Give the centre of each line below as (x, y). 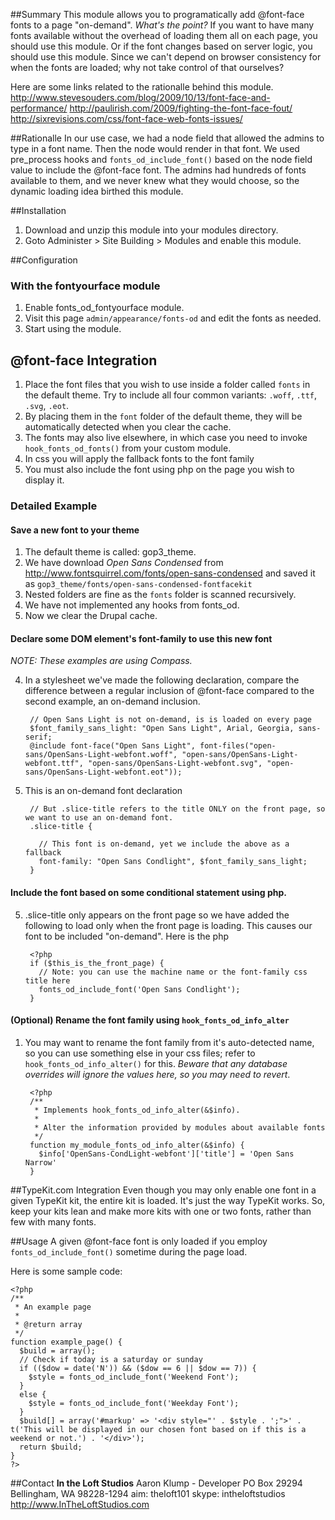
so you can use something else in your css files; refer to (140, 1053)
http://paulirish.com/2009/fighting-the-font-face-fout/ (181, 108)
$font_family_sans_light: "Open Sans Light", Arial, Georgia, (162, 729)
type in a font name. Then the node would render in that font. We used (155, 148)
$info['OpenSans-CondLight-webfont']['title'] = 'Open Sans (166, 1154)
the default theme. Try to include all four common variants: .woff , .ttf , (171, 395)
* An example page (53, 1307)
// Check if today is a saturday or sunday (111, 1359)
